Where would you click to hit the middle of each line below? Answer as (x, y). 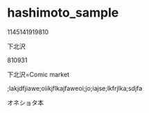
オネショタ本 (25, 103)
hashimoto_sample (63, 13)
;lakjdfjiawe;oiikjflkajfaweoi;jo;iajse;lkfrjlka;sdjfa (75, 88)
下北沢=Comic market (38, 74)
